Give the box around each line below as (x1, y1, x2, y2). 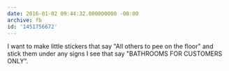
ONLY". (7, 57, 29, 65)
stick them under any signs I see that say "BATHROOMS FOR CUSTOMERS (7, 49, 223, 58)
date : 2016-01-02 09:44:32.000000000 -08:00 (7, 10, 139, 17)
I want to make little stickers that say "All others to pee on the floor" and (7, 42, 214, 51)
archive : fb (7, 17, 42, 24)
